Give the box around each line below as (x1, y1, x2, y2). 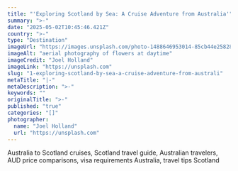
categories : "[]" (7, 109, 59, 116)
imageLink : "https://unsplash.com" (7, 63, 113, 70)
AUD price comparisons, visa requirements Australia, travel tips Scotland (7, 156, 220, 165)
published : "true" (7, 103, 62, 110)
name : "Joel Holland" (13, 122, 78, 130)
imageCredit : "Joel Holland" (7, 57, 93, 64)
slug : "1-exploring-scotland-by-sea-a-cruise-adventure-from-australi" (7, 70, 223, 77)
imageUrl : (7, 43, 37, 50)
